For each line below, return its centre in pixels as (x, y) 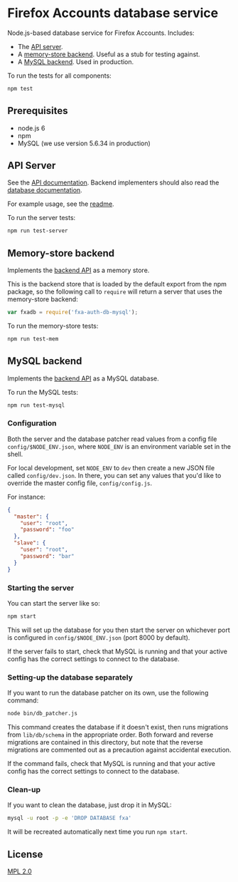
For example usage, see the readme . (61, 204)
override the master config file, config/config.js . (80, 483)
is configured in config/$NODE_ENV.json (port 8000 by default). (99, 637)
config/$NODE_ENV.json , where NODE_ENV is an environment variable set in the (119, 446)
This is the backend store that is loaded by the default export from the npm (117, 284)
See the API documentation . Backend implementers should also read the (113, 182)
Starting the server (41, 588)
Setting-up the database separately (70, 677)
